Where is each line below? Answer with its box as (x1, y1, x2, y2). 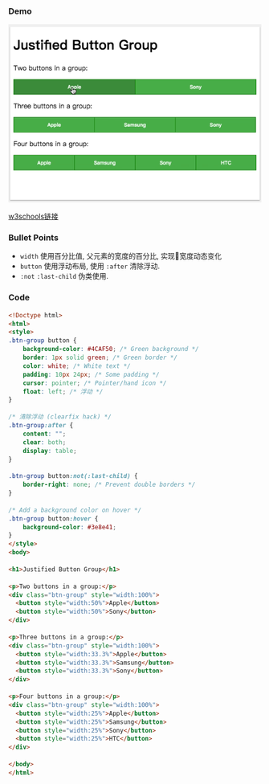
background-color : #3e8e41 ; (22, 523, 116, 531)
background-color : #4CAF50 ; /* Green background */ (22, 345, 199, 353)
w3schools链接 (8, 211, 59, 222)
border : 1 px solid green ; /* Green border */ (22, 353, 178, 362)
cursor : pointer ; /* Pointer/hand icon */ (22, 379, 167, 387)
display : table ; (22, 447, 78, 455)
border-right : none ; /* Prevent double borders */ (22, 480, 196, 489)
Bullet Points (8, 232, 59, 243)
